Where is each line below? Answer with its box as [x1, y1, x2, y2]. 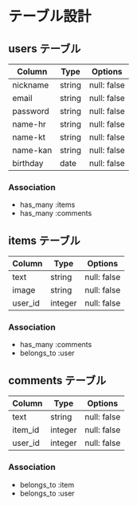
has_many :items [19, 200, 76, 209]
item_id [12, 424, 40, 435]
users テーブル [8, 42, 81, 55]
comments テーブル [8, 374, 107, 387]
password [12, 106, 49, 116]
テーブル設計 [8, 7, 92, 26]
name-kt [12, 132, 46, 143]
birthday [12, 158, 44, 168]
